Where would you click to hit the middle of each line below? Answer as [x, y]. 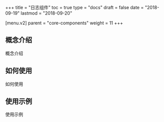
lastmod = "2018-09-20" [46, 13]
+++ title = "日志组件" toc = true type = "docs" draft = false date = [74, 7]
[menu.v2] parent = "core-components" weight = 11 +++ [64, 23]
